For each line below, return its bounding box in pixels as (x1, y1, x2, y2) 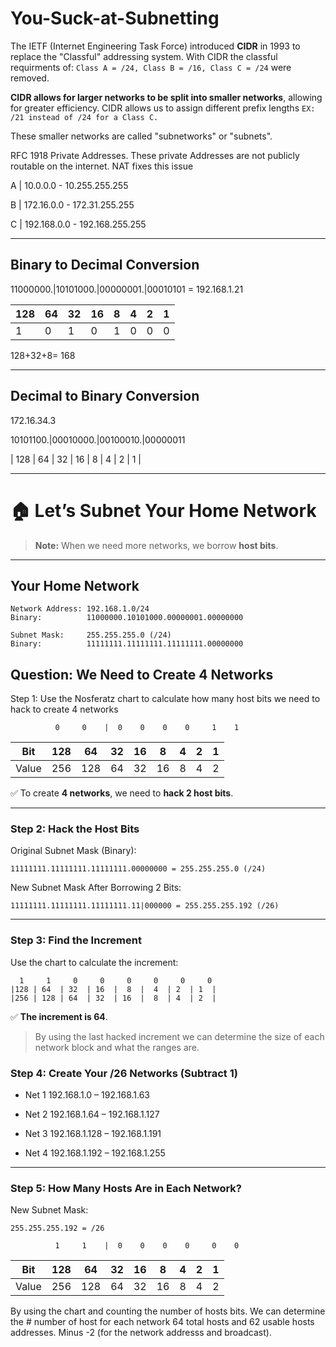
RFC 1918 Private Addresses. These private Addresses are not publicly (10, 149, 300, 161)
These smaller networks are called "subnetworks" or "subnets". (10, 130, 273, 142)
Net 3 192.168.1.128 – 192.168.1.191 (24, 1128, 162, 1140)
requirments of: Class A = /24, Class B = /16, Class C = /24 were (10, 61, 292, 73)
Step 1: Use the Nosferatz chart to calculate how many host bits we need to (10, 693, 321, 705)
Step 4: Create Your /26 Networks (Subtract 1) (10, 1066, 238, 1080)
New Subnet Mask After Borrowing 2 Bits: (10, 882, 182, 894)
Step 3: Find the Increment (10, 933, 142, 947)
